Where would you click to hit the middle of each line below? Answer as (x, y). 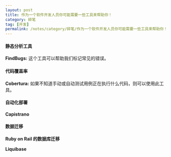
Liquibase (16, 149)
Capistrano (17, 114)
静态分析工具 (19, 46)
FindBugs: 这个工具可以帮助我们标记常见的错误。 (57, 58)
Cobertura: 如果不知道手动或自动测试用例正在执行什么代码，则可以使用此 (82, 83)
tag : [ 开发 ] (17, 24)
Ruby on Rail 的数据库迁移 (33, 139)
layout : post (19, 10)
